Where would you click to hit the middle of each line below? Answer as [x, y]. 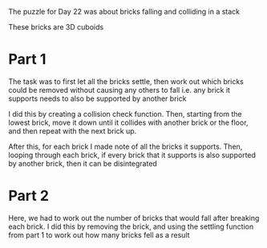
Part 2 [29, 196]
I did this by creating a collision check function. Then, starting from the [125, 114]
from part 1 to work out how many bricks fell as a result [99, 234]
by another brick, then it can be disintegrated [83, 163]
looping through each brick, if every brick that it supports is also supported [132, 154]
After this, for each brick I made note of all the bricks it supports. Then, [125, 146]
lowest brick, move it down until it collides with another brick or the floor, [128, 122]
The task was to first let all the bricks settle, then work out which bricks [126, 81]
